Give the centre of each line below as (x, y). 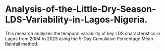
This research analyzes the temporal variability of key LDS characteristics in (82, 33)
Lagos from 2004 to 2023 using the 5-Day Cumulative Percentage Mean (79, 39)
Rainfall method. (22, 44)
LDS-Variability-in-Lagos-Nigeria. (76, 20)
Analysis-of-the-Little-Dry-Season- (81, 9)
